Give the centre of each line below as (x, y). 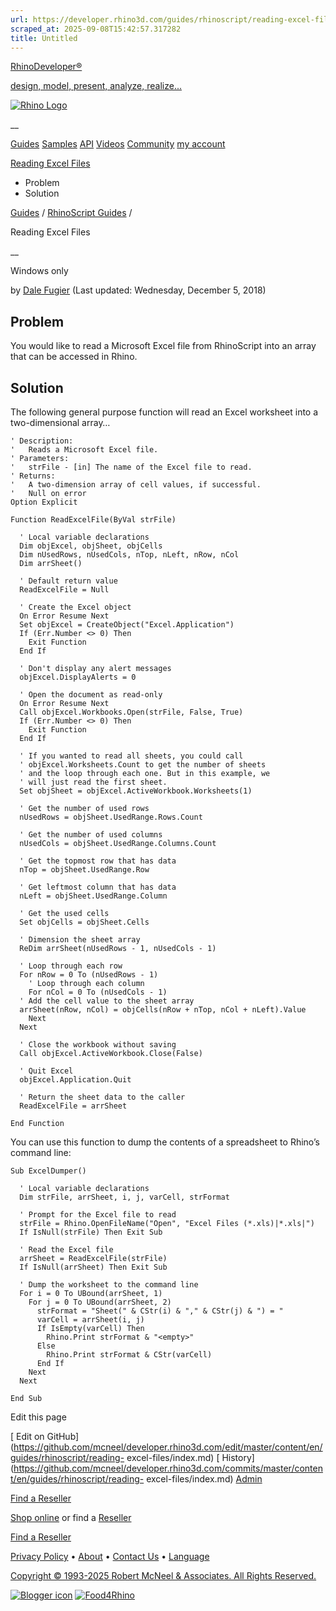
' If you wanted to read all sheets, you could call (131, 756)
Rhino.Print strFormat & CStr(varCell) (129, 1355)
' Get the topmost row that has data (98, 861)
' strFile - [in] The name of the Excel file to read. (131, 467)
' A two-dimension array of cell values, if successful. (136, 485)
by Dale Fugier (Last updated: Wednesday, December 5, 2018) (138, 290)
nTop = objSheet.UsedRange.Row (84, 870)
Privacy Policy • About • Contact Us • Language (110, 1556)
